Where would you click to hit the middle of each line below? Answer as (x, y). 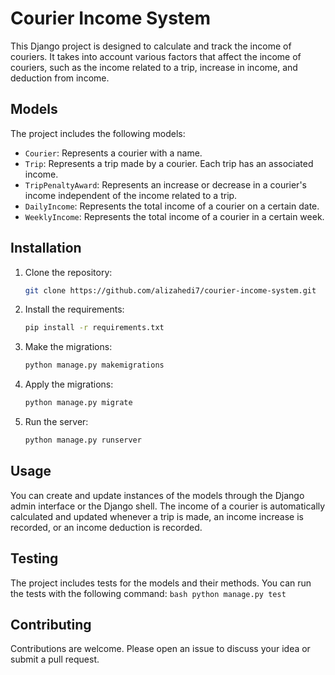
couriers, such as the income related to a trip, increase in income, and (154, 67)
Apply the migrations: (69, 384)
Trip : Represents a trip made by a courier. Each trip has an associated (169, 163)
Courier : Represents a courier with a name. (113, 153)
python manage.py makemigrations (94, 365)
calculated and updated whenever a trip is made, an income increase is (157, 516)
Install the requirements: (74, 309)
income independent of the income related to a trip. (131, 195)
